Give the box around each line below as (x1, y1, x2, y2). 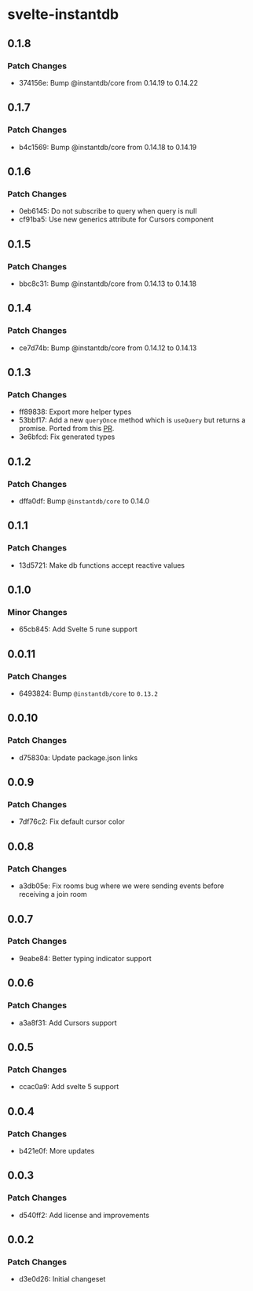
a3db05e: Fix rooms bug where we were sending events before (18, 881, 225, 891)
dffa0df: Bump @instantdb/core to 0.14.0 (18, 496, 150, 506)
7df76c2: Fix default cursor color (18, 817, 125, 826)
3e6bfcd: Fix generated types (18, 432, 115, 441)
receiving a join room (18, 890, 87, 899)
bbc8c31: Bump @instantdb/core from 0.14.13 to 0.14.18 (18, 279, 197, 288)
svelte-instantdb (7, 5, 119, 24)
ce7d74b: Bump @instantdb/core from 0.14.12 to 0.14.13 (18, 343, 197, 353)
